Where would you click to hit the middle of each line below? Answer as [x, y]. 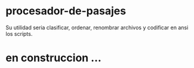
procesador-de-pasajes [66, 11]
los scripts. [19, 33]
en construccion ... [54, 58]
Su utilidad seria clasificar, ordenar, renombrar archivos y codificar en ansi [97, 27]
